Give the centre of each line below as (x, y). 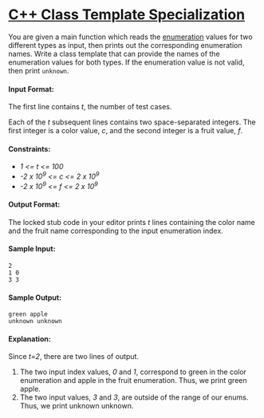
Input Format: (31, 89)
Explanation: (30, 339)
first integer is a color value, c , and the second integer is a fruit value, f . (126, 131)
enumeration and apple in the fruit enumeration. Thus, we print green (133, 381)
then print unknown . (39, 70)
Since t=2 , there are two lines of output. (74, 357)
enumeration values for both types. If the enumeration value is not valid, (126, 62)
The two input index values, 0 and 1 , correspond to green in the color (133, 372)
